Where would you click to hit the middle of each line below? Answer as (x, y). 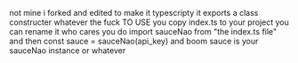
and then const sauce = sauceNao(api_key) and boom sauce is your (134, 41)
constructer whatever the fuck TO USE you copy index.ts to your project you (149, 22)
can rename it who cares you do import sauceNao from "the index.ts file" (143, 31)
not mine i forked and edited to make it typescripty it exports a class (134, 13)
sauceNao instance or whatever (68, 51)
